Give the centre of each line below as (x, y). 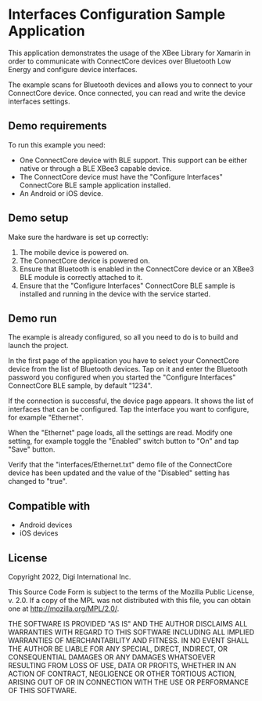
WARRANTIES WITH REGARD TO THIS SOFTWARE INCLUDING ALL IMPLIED (131, 632)
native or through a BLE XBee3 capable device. (95, 168)
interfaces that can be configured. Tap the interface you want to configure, (129, 409)
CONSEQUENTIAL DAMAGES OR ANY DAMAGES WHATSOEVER (112, 657)
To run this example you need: (57, 145)
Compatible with (49, 506)
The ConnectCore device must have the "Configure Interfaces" (121, 176)
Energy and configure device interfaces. (73, 69)
